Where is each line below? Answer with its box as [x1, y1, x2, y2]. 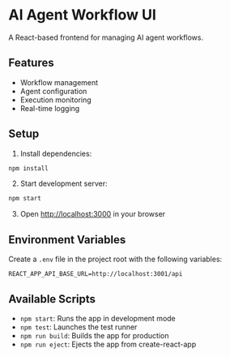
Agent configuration [19, 86, 87, 96]
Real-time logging [19, 103, 80, 113]
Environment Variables [8, 233, 126, 247]
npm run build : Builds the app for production [19, 330, 169, 340]
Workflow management [19, 77, 99, 87]
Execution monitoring [19, 95, 92, 105]
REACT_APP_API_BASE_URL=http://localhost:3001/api [8, 270, 183, 278]
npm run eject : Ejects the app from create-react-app [19, 339, 197, 349]
